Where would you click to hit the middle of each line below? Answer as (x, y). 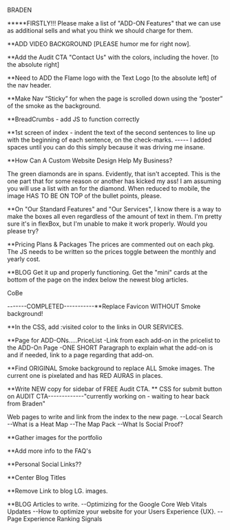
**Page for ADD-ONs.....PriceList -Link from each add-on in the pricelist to (114, 340)
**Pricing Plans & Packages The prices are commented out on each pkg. (111, 244)
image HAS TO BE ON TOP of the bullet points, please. (84, 196)
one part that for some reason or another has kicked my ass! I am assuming (114, 181)
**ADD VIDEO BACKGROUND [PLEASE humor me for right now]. (99, 44)
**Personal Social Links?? (44, 464)
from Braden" (27, 403)
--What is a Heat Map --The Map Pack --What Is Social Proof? (95, 424)
